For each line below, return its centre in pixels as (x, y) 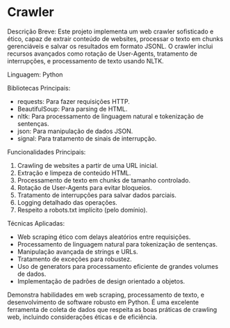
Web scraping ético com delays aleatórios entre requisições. (104, 237)
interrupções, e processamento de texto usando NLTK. (86, 61)
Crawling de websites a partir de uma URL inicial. (88, 165)
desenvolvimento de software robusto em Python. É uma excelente (103, 302)
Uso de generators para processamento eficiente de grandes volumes (118, 266)
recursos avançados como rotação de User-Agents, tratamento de (102, 54)
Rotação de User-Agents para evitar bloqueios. (84, 187)
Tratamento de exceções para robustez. (74, 259)
